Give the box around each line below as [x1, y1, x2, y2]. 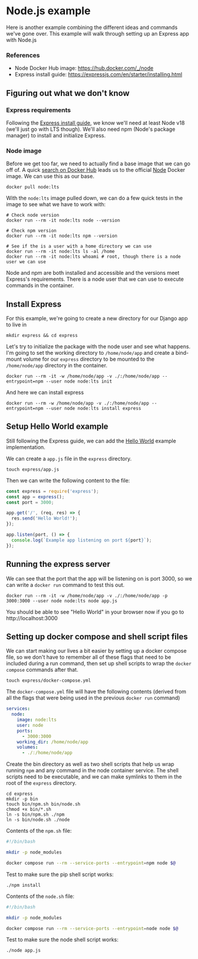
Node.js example [6, 4, 91, 18]
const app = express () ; [6, 493, 65, 500]
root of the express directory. [6, 780, 77, 787]
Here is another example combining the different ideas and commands [6, 24, 178, 31]
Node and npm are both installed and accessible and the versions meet [6, 270, 180, 277]
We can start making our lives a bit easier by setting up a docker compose [6, 647, 187, 655]
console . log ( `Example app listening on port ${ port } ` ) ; [11, 537, 152, 543]
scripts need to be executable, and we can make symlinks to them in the [6, 773, 182, 780]
